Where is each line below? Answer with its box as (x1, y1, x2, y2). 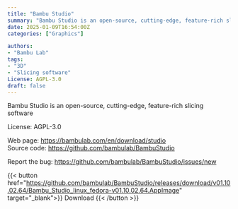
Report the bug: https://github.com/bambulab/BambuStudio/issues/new (7, 157, 217, 166)
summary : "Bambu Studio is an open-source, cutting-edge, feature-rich (7, 17, 223, 24)
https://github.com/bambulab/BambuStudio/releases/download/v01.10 (25, 179, 231, 187)
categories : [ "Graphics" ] (7, 30, 84, 37)
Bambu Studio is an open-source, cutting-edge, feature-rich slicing (7, 102, 204, 110)
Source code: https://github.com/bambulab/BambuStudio (7, 144, 175, 153)
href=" (7, 179, 27, 187)
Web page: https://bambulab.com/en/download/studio (7, 136, 166, 145)
